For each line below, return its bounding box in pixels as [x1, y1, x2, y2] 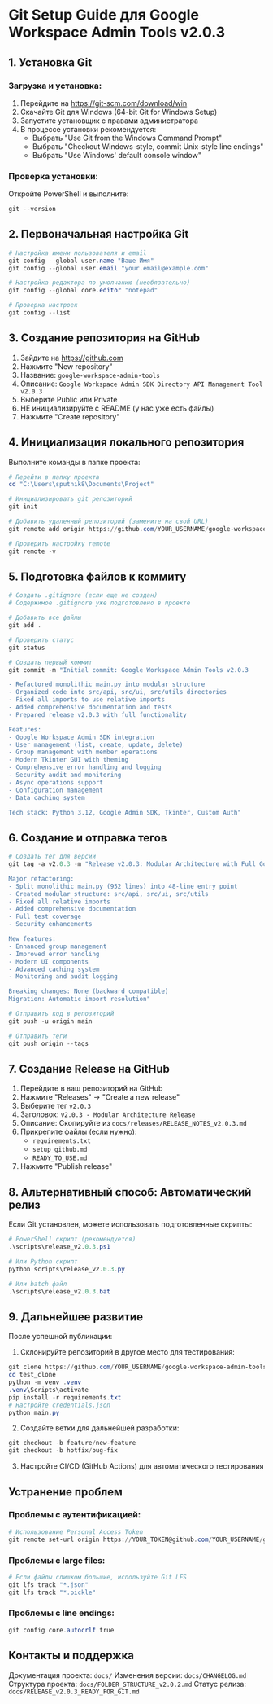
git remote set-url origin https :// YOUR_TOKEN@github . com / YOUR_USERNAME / [8, 1535, 264, 1544]
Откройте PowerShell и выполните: [8, 189, 129, 199]
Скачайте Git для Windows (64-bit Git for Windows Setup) [19, 107, 218, 116]
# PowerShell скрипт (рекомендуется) [8, 1236, 136, 1244]
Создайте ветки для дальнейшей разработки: [19, 1423, 180, 1433]
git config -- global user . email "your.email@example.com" [8, 264, 209, 272]
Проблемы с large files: [8, 1554, 106, 1566]
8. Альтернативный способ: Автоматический [8, 1185, 252, 1199]
